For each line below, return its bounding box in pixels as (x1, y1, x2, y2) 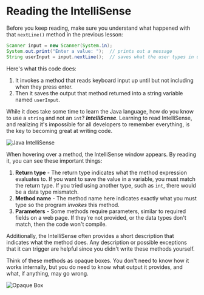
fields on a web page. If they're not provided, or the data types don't (15, 214, 186, 221)
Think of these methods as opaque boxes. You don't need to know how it (6, 257, 189, 264)
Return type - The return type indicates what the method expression (15, 169, 187, 176)
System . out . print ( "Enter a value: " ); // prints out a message (6, 48, 172, 54)
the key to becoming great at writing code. (6, 127, 113, 134)
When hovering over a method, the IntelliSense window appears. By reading (6, 151, 196, 158)
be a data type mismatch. (15, 188, 79, 195)
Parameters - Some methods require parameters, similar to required (15, 208, 186, 215)
